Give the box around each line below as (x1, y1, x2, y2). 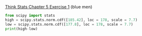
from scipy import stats (5, 13, 55, 18)
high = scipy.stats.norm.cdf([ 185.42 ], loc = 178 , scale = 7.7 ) (5, 18, 138, 22)
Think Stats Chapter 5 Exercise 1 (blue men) (5, 4, 93, 9)
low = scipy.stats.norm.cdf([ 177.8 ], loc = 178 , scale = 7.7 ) (5, 22, 133, 27)
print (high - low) (5, 26, 38, 31)
